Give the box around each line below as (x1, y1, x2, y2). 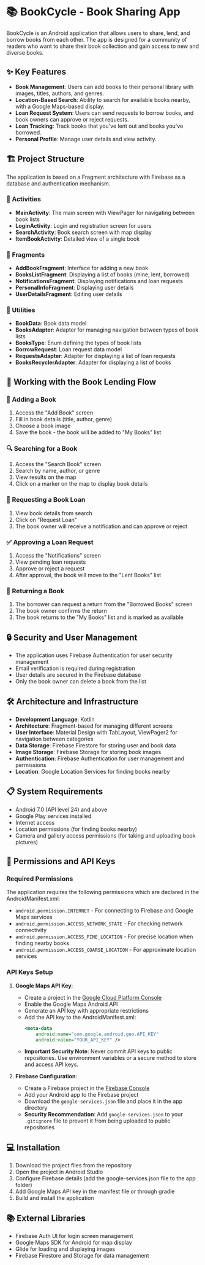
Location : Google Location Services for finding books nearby (15, 768, 170, 775)
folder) (15, 1181, 32, 1189)
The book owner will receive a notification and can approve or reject (15, 523, 188, 530)
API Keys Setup (6, 968, 53, 976)
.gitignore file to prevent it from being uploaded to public (24, 1117, 171, 1124)
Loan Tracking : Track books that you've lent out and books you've (15, 122, 184, 130)
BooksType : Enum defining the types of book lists (15, 339, 142, 347)
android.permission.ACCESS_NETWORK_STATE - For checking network (15, 920, 183, 927)
